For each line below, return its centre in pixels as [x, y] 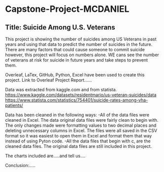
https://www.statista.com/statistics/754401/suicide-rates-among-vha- [77, 100]
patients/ [14, 105]
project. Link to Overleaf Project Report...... [49, 80]
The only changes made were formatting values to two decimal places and [81, 125]
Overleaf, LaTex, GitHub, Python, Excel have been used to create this [75, 75]
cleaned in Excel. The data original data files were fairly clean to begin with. [82, 120]
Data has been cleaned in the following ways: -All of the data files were [77, 115]
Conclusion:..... [20, 165]
